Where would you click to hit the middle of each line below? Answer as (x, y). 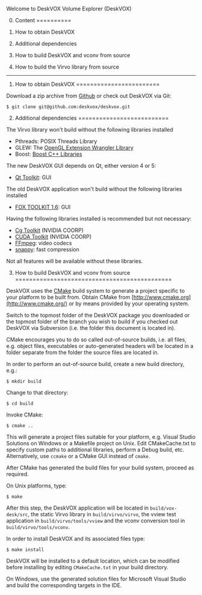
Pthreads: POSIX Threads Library (56, 141)
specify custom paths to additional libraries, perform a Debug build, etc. (95, 450)
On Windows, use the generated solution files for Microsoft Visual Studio (96, 579)
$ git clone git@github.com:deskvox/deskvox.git (68, 107)
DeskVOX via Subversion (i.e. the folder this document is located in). (91, 328)
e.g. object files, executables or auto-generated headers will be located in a (100, 346)
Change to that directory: (37, 392)
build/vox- (164, 508)
